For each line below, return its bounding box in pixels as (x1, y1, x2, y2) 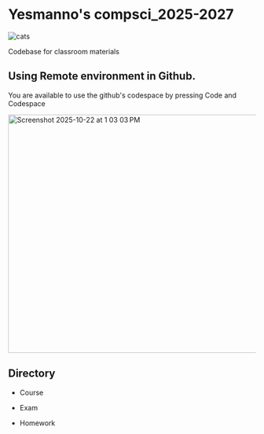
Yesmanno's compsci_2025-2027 (8, 6, 234, 24)
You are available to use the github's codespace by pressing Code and (8, 90, 237, 100)
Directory (8, 367, 56, 381)
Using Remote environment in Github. (8, 69, 196, 83)
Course (19, 388, 44, 397)
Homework (19, 418, 56, 428)
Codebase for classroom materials (8, 46, 120, 56)
